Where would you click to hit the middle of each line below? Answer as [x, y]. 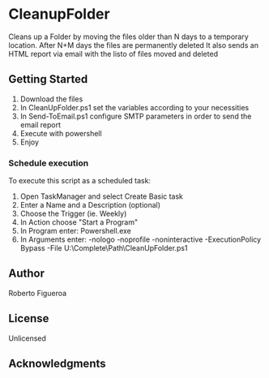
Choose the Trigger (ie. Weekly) [73, 214]
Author [26, 274]
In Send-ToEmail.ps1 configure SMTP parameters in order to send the [136, 116]
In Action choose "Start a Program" [79, 222]
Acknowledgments [58, 364]
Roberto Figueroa [38, 293]
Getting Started [48, 79]
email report [41, 125]
